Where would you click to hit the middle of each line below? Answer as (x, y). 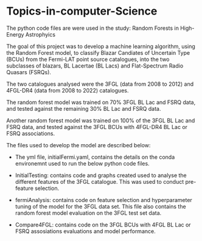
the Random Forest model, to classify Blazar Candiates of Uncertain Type (98, 52)
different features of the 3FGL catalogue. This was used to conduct (99, 181)
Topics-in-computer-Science (82, 11)
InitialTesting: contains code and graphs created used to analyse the (101, 175)
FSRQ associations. (31, 133)
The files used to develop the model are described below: (78, 145)
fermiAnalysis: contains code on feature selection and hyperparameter (104, 200)
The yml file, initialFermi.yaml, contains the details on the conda (95, 157)
